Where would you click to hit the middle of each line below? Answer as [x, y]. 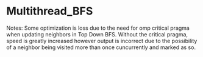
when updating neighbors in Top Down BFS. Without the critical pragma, [97, 34]
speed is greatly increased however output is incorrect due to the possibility [102, 41]
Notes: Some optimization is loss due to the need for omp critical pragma [98, 28]
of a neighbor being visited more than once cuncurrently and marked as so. [101, 47]
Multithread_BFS [50, 11]
